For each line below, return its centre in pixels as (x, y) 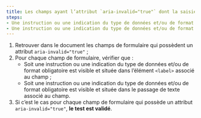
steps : (14, 17)
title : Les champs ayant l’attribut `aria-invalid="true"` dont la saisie (101, 12)
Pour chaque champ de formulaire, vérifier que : (74, 58)
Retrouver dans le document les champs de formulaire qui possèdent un (104, 45)
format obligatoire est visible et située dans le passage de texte (102, 89)
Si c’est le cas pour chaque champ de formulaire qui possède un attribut (104, 103)
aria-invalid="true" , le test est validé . (63, 108)
